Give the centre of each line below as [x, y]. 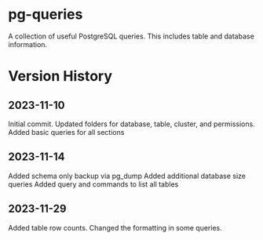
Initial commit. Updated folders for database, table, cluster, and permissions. [131, 124]
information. [28, 44]
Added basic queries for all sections [66, 132]
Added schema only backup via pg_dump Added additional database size [127, 176]
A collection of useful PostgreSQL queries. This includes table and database [131, 36]
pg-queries [46, 15]
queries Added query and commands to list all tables [93, 184]
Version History [60, 76]
